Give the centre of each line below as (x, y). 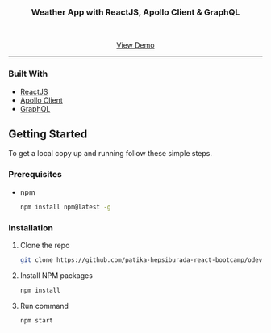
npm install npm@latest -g (65, 207)
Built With (28, 74)
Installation (31, 227)
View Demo (135, 45)
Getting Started (48, 134)
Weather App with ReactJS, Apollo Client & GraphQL (135, 12)
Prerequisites (35, 175)
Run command (44, 306)
